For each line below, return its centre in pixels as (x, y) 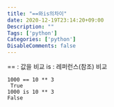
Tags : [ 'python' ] (32, 33)
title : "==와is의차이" (37, 14)
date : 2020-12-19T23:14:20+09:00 (56, 20)
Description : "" (31, 26)
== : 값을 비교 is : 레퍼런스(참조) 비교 (57, 66)
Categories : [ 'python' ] (42, 40)
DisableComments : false (42, 46)
